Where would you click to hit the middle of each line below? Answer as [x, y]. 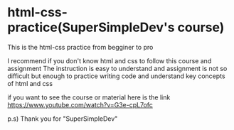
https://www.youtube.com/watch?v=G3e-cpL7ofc [80, 104]
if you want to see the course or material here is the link [89, 97]
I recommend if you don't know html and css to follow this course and [110, 60]
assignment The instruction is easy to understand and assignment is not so [117, 68]
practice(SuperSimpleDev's [91, 27]
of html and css [30, 83]
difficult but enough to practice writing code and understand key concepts [116, 76]
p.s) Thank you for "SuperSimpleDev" [63, 119]
